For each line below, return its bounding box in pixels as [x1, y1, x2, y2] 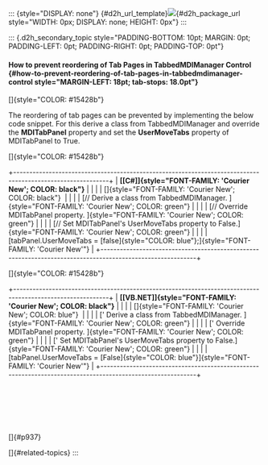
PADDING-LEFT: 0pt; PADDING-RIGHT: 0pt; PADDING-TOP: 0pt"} [8, 41, 224, 51]
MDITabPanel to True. [8, 136, 80, 146]
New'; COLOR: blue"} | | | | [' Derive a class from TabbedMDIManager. [8, 310, 243, 320]
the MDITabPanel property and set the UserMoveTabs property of [8, 127, 229, 137]
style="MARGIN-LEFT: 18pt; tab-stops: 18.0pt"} [34, 77, 199, 86]
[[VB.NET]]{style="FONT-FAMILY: [119, 293, 237, 302]
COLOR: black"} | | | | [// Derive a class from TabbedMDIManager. [8, 193, 228, 203]
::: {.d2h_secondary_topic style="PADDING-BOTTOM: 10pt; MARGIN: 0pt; [8, 33, 251, 42]
